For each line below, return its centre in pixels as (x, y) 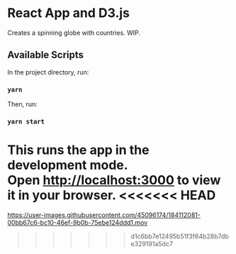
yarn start (26, 121)
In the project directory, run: (48, 72)
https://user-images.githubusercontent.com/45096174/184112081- (104, 215)
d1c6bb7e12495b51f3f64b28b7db (180, 236)
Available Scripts (45, 55)
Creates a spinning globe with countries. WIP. (74, 33)
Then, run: (22, 104)
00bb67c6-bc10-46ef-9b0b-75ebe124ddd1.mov (78, 222)
